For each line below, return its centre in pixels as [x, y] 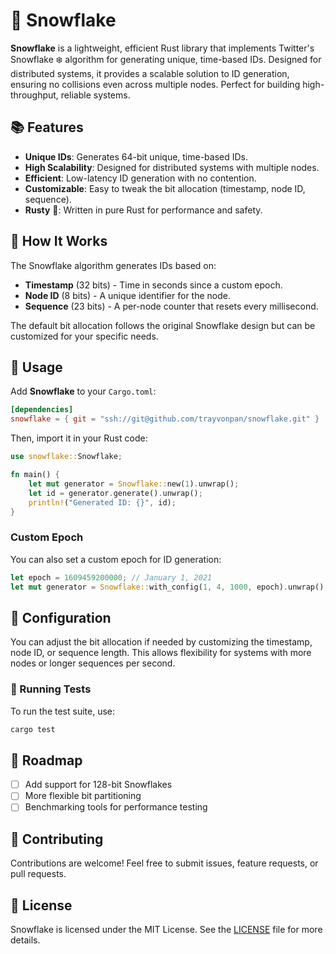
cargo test [33, 729]
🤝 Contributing [57, 839]
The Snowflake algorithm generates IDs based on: [113, 265]
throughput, [34, 95]
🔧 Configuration [61, 617]
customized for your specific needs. [84, 336]
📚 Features [47, 127]
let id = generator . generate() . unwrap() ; [115, 493]
